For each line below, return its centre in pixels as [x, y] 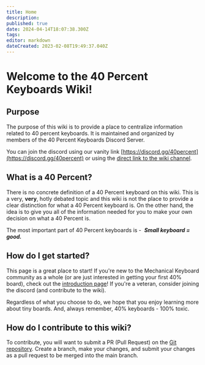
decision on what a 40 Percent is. [48, 218]
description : [23, 18]
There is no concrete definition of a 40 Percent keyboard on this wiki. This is [102, 192]
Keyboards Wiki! [50, 90]
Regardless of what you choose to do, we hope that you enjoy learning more [102, 302]
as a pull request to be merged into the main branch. [73, 355]
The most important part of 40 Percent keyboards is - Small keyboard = [98, 230]
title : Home [21, 12]
